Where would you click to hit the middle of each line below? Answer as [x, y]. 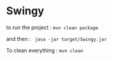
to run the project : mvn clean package [52, 27]
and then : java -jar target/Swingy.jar [56, 39]
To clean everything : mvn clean [45, 50]
